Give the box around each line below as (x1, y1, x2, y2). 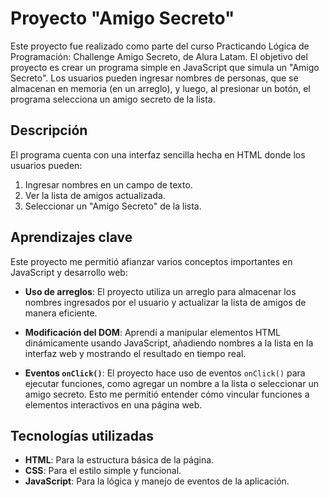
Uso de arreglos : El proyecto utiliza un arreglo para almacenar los (24, 285, 297, 297)
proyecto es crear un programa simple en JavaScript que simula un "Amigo (10, 61, 320, 73)
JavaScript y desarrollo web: (10, 266, 128, 278)
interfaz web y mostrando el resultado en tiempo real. (24, 347, 247, 359)
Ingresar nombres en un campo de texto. (24, 178, 193, 191)
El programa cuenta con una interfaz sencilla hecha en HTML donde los (10, 148, 306, 161)
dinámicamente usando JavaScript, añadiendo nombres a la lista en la (24, 337, 314, 349)
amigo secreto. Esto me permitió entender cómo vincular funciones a (24, 388, 310, 400)
